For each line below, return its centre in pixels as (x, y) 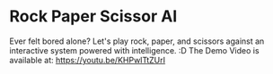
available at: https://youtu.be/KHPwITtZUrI (88, 60)
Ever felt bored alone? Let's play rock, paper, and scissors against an (137, 41)
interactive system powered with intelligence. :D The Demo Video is (134, 50)
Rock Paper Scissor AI (93, 16)
